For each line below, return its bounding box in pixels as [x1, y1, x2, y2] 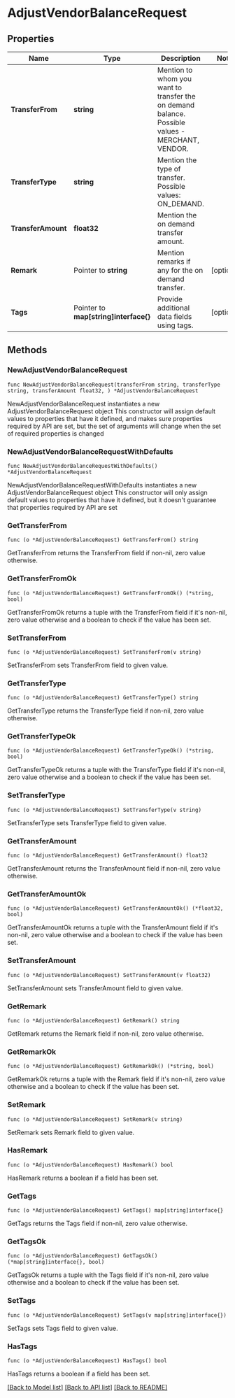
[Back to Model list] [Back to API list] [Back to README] [7, 1383, 168, 1392]
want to [157, 83, 183, 92]
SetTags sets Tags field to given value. [7, 1324, 119, 1332]
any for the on [157, 266, 204, 275]
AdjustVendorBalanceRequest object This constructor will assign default [7, 407, 215, 415]
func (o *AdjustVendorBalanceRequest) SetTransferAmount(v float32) [7, 971, 211, 978]
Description [160, 54, 201, 63]
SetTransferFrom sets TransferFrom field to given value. [7, 661, 169, 669]
